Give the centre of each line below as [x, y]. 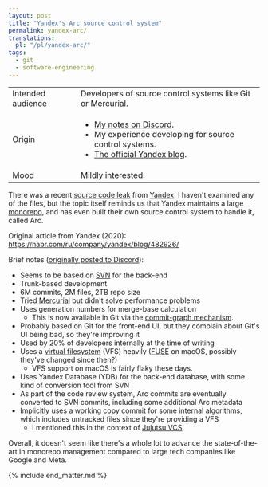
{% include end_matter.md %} [58, 475]
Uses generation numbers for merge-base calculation [108, 308]
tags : [17, 53]
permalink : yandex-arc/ [48, 30]
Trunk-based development [63, 283]
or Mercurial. [104, 103]
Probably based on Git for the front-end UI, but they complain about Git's [140, 326]
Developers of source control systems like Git [166, 93]
